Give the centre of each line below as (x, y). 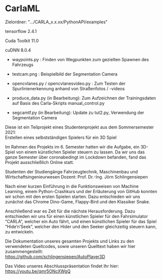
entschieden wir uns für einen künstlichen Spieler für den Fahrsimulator (76, 216)
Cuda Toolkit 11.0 (22, 41)
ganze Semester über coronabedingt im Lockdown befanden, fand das (76, 157)
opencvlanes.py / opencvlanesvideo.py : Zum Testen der (69, 83)
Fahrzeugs (23, 65)
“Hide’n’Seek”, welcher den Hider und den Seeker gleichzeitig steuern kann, (81, 227)
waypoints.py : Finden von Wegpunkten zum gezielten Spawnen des (81, 59)
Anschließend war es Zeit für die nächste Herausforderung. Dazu (70, 211)
